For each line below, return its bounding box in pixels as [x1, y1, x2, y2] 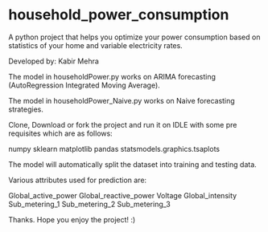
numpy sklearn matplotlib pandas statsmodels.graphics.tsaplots [8, 144, 220, 153]
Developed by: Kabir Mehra [8, 56, 99, 66]
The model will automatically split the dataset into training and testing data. [8, 159, 258, 169]
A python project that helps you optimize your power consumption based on [8, 32, 261, 42]
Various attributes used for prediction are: [8, 175, 147, 185]
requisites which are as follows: [8, 128, 113, 138]
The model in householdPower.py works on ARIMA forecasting [8, 71, 216, 81]
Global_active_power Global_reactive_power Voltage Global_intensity [8, 190, 237, 200]
